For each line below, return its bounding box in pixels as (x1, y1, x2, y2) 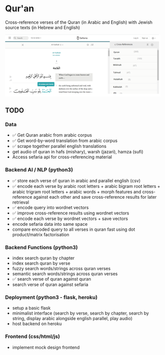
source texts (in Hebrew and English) (5, 24, 80, 30)
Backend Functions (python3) (5, 244, 78, 250)
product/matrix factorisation (12, 231, 69, 237)
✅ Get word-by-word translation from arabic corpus (12, 138, 118, 143)
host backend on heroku (12, 321, 62, 327)
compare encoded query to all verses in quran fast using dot (12, 226, 135, 232)
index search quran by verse (12, 260, 70, 266)
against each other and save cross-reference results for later (33, 194, 157, 200)
